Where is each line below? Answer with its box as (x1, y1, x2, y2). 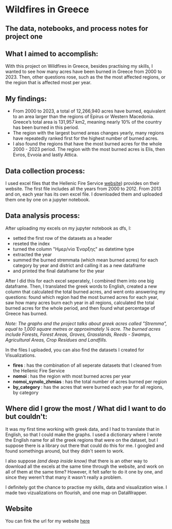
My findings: (5, 94, 47, 103)
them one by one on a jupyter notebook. (5, 197, 90, 203)
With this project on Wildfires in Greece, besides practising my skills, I (5, 63, 153, 69)
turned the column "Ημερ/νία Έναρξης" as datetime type (12, 245, 135, 252)
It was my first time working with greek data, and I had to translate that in (5, 426, 160, 432)
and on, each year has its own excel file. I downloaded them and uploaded (5, 191, 163, 197)
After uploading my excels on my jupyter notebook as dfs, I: (5, 225, 131, 231)
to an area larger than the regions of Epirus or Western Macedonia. (12, 114, 155, 120)
